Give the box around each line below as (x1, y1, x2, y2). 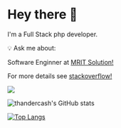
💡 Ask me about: (7, 43, 56, 52)
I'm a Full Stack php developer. (7, 30, 98, 38)
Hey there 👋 (7, 6, 78, 23)
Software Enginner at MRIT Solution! (7, 58, 114, 66)
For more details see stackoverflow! (7, 71, 112, 80)
